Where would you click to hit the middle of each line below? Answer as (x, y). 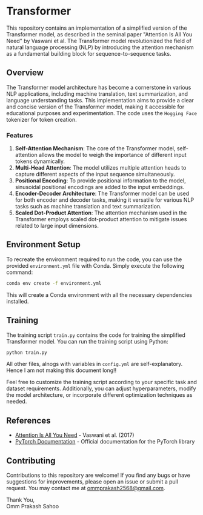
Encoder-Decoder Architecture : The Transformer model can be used (102, 194)
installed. (18, 301)
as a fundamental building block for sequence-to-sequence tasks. (89, 53)
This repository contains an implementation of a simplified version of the (97, 28)
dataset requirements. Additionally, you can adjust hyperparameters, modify (101, 388)
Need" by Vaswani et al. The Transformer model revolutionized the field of (99, 41)
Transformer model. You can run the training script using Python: (87, 341)
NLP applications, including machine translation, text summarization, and (97, 94)
